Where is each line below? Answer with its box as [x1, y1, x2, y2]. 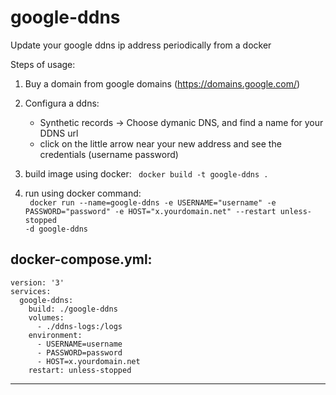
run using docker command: [24, 187, 142, 199]
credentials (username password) [39, 148, 179, 160]
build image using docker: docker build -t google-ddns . [24, 167, 269, 180]
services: [10, 286, 52, 296]
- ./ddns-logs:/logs [36, 321, 123, 331]
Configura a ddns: [24, 97, 100, 109]
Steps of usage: [10, 58, 76, 70]
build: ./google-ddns [28, 304, 118, 314]
